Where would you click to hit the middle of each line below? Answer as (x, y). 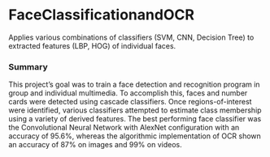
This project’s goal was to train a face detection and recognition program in (134, 85)
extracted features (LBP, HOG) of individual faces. (92, 45)
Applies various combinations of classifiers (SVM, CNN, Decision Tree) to (131, 37)
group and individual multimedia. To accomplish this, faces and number (128, 93)
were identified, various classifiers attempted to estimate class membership (135, 110)
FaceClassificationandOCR (102, 15)
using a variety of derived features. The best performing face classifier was (135, 119)
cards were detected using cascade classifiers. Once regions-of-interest (130, 102)
